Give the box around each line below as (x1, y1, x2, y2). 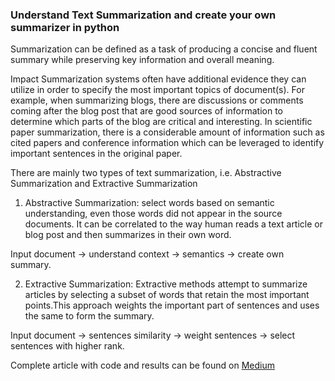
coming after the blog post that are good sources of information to (10, 105, 284, 117)
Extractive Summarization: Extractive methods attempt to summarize (24, 278, 308, 290)
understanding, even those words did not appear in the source (24, 208, 283, 220)
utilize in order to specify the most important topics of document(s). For (10, 84, 305, 96)
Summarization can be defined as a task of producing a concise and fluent (10, 43, 318, 55)
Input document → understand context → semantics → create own (10, 248, 285, 260)
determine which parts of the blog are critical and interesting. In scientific (10, 116, 313, 128)
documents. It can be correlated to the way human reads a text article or (24, 218, 323, 230)
